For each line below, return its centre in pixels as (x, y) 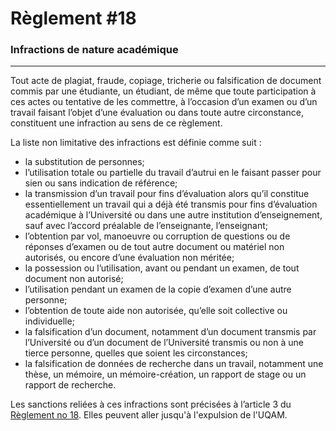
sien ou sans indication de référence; (101, 183)
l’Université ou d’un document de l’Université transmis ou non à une (164, 343)
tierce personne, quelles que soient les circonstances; (136, 353)
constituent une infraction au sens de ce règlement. (116, 123)
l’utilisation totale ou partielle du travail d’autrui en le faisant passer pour (173, 173)
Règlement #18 (73, 18)
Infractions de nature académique (94, 50)
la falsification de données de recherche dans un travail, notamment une (174, 364)
